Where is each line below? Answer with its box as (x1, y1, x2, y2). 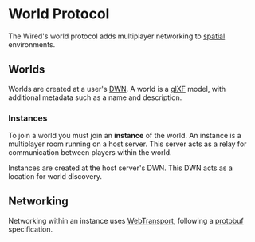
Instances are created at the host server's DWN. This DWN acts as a (8, 163, 233, 173)
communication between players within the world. (8, 148, 173, 157)
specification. (8, 224, 53, 234)
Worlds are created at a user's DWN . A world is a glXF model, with (8, 84, 226, 93)
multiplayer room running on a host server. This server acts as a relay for (8, 139, 247, 149)
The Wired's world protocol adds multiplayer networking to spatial (8, 31, 226, 41)
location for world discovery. (8, 172, 102, 181)
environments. (8, 39, 56, 49)
